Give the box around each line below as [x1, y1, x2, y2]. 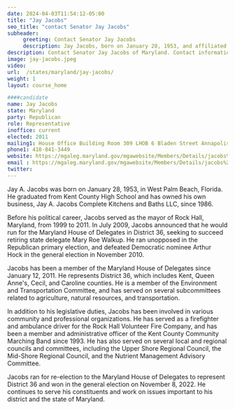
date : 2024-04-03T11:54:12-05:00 [7, 10, 105, 17]
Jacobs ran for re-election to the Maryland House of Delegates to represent [7, 372, 225, 381]
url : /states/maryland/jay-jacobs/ [7, 68, 114, 75]
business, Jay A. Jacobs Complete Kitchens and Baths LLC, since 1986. [7, 200, 214, 208]
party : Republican [7, 114, 61, 121]
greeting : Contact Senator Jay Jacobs [22, 36, 136, 43]
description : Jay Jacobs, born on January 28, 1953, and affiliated [22, 43, 227, 50]
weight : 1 [7, 75, 36, 82]
